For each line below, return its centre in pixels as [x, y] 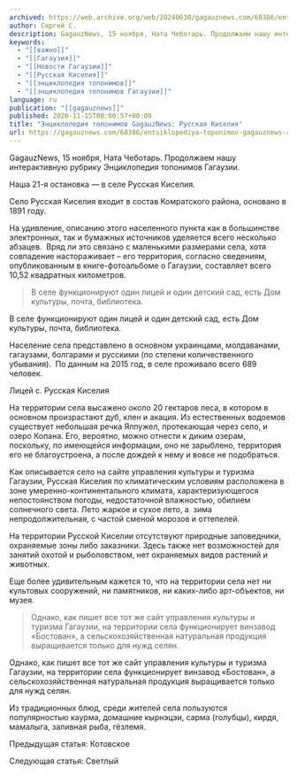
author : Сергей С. [43, 26]
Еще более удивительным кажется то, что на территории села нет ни [140, 581]
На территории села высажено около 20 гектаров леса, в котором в [139, 407]
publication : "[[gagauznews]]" [67, 108]
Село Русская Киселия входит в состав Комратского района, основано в [148, 201]
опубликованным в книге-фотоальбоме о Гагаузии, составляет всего [140, 265]
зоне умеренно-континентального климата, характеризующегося [134, 490]
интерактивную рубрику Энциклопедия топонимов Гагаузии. [125, 167]
